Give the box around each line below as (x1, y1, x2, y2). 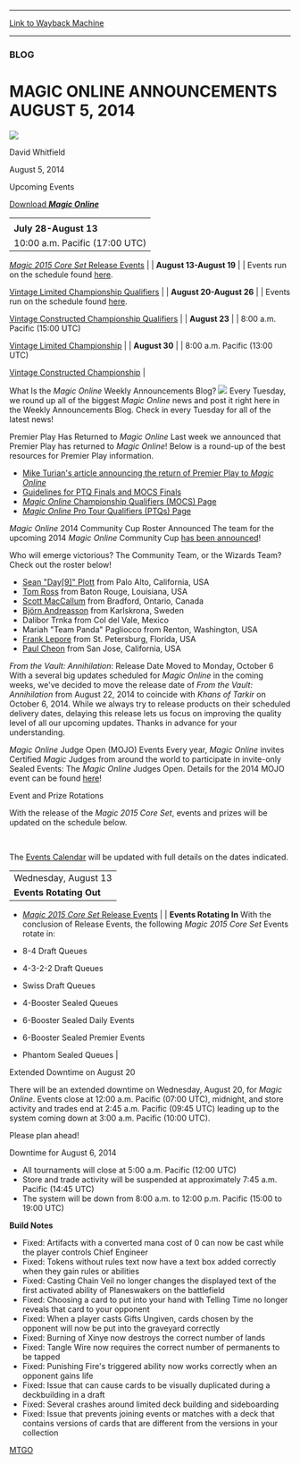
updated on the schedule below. (9, 817, 128, 827)
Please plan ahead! (9, 1130, 79, 1140)
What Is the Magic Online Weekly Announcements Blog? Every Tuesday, (9, 385, 287, 396)
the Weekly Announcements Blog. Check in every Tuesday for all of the (9, 404, 271, 415)
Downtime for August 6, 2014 (9, 1147, 117, 1158)
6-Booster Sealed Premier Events (21, 1032, 146, 1043)
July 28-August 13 (13, 222, 98, 234)
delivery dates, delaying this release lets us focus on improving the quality (9, 707, 282, 718)
